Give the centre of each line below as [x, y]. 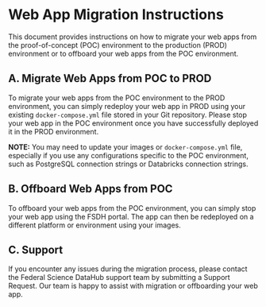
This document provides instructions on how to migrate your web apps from [133, 37]
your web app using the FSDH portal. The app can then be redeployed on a [131, 216]
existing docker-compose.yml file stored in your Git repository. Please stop [128, 115]
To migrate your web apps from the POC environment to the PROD [117, 98]
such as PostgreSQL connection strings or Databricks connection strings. [128, 164]
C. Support [36, 249]
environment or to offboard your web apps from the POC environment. [123, 53]
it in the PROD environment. [54, 131]
